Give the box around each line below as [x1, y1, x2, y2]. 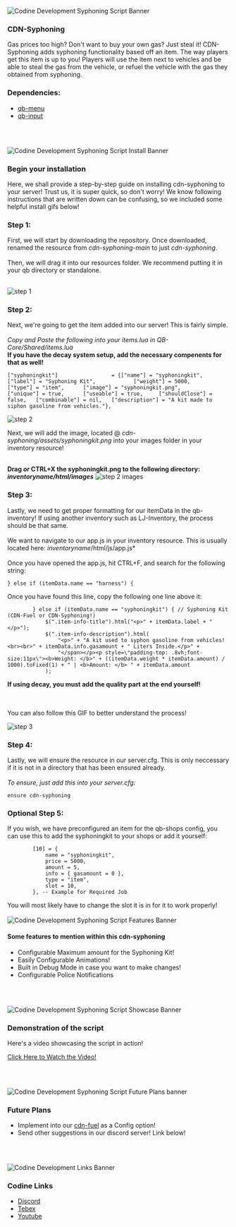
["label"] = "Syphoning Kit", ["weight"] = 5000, [7, 378, 191, 385]
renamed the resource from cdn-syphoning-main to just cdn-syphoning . [7, 243, 218, 252]
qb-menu [17, 104, 45, 112]
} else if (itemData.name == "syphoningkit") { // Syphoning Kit [32, 605, 229, 613]
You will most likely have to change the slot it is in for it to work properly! [7, 901, 218, 909]
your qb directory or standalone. [7, 266, 101, 274]
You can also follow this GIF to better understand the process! [7, 708, 187, 717]
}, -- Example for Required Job [32, 889, 128, 896]
